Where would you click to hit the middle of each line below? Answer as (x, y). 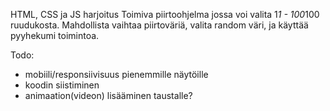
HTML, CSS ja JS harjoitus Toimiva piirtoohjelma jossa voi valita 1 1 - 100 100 (165, 14)
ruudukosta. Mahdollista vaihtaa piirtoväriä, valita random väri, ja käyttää (159, 25)
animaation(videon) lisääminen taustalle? (108, 95)
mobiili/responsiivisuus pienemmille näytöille (116, 74)
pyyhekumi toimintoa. (55, 35)
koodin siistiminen (62, 85)
